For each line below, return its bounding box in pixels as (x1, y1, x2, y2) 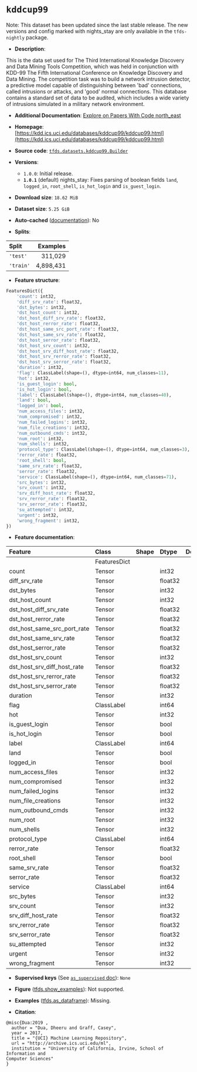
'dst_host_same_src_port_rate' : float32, (16, 327, 119, 332)
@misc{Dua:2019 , (6, 1020, 49, 1026)
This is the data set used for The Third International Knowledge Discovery (6, 56, 185, 64)
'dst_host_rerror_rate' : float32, (16, 321, 101, 327)
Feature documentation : (14, 534, 75, 541)
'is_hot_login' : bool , (16, 387, 72, 392)
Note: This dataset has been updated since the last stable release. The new (6, 21, 189, 28)
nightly (6, 35, 25, 41)
